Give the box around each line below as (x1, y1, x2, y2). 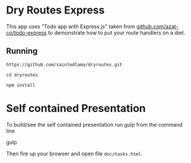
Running (6, 46, 38, 56)
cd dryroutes (6, 72, 38, 78)
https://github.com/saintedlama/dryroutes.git (6, 62, 123, 67)
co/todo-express (6, 29, 47, 36)
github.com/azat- (136, 23, 179, 30)
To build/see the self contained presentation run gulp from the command (6, 121, 183, 128)
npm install (6, 82, 35, 88)
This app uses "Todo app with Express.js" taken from (6, 23, 136, 30)
